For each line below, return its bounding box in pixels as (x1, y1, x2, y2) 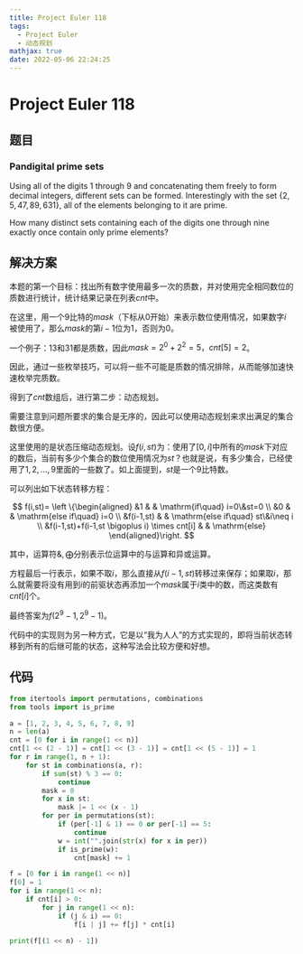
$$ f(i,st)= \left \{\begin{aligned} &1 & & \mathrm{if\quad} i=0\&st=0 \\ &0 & (12, 501, 291, 512)
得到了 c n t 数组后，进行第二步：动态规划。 (9, 392, 164, 403)
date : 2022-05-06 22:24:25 (9, 55, 111, 64)
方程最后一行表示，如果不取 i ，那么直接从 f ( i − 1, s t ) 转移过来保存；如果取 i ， (9, 568, 284, 579)
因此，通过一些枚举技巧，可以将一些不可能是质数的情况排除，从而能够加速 (9, 361, 286, 372)
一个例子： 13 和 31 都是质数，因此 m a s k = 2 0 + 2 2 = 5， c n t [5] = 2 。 (9, 341, 255, 353)
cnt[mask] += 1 (73, 853, 131, 863)
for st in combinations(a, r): (25, 761, 143, 770)
